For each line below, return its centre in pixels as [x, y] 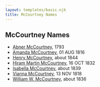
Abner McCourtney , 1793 [38, 47]
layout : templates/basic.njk [36, 10]
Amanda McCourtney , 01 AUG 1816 [48, 52]
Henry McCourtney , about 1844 [45, 58]
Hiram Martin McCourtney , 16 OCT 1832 [54, 63]
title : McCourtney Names [31, 15]
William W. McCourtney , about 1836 [49, 79]
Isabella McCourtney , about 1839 [47, 68]
